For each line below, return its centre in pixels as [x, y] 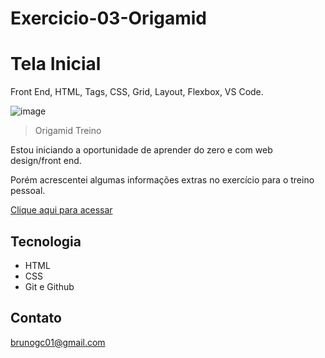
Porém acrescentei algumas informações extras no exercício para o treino [162, 180]
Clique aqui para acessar [61, 210]
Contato [36, 318]
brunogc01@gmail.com [58, 342]
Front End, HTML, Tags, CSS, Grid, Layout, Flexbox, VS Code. [137, 92]
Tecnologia [46, 241]
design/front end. [46, 161]
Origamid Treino [68, 131]
